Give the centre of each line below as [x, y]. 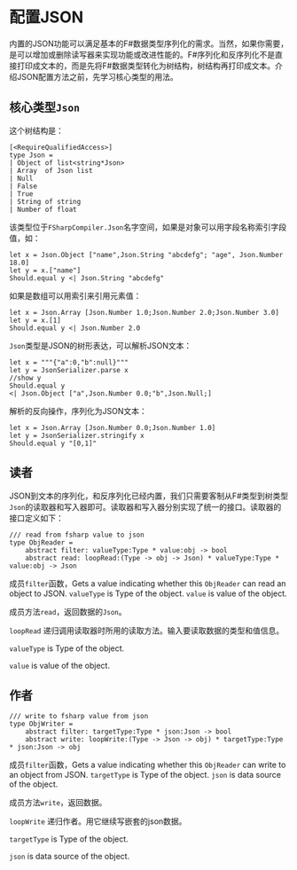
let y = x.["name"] [45, 270]
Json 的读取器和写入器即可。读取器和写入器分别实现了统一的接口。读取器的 [145, 506]
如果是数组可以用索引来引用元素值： [75, 295]
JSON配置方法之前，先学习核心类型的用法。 [98, 76]
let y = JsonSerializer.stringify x [77, 435]
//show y [25, 378]
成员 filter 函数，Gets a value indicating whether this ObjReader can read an [148, 583]
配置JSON [47, 17]
